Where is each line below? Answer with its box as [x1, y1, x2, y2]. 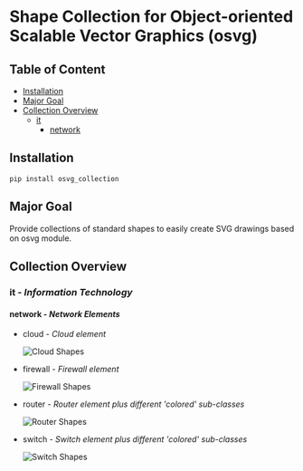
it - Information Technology [9, 285, 133, 298]
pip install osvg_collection [9, 174, 119, 183]
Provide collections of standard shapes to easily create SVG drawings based [9, 223, 295, 234]
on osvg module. [9, 233, 72, 244]
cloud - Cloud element [22, 329, 107, 340]
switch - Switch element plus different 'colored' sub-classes [22, 434, 248, 445]
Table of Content [9, 62, 106, 77]
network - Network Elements [9, 308, 120, 319]
